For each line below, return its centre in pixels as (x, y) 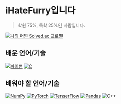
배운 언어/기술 (26, 53)
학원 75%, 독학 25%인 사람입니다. (51, 25)
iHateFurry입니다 (40, 10)
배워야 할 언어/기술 (33, 84)
